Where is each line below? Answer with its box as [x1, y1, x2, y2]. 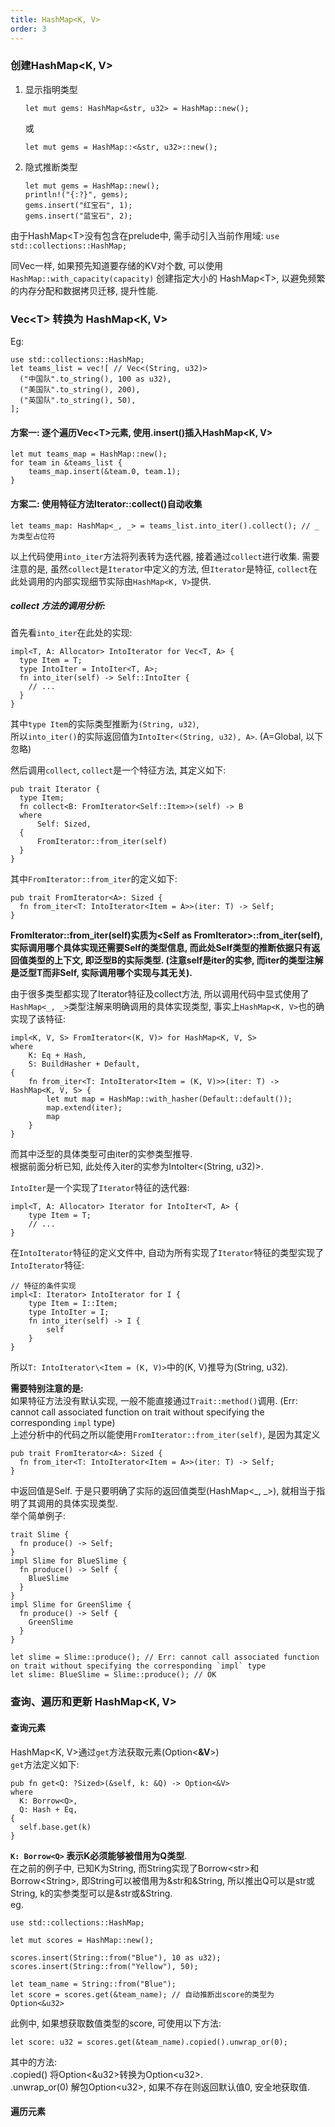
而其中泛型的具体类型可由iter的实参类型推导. [10, 1148, 193, 1160]
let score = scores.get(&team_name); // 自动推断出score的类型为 [10, 1989, 275, 2000]
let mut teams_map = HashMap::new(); [10, 449, 168, 460]
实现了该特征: [10, 1013, 67, 1025]
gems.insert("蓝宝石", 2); [24, 211, 133, 221]
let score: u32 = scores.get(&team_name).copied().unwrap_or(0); [10, 2037, 288, 2047]
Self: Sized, [36, 819, 92, 830]
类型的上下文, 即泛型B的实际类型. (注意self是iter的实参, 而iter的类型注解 [27, 954, 324, 966]
